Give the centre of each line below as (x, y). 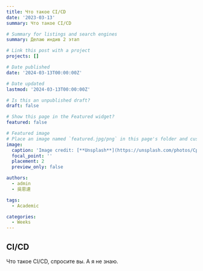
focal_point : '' (32, 156)
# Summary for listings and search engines (62, 34)
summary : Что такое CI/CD (39, 23)
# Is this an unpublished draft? (48, 100)
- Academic (25, 206)
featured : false (27, 122)
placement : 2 (28, 162)
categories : (21, 217)
